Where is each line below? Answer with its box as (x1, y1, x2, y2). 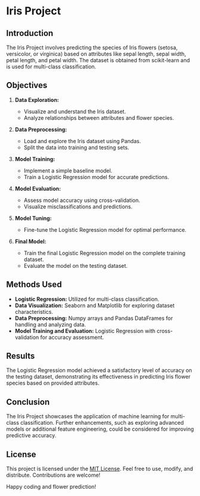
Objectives (6, 80, 48, 90)
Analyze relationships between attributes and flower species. (23, 114, 174, 121)
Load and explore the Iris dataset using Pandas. (23, 137, 141, 144)
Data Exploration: (14, 96, 60, 103)
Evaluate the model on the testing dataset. (23, 262, 128, 269)
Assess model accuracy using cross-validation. (23, 196, 140, 204)
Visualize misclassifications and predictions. (23, 202, 133, 210)
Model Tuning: (14, 214, 52, 222)
